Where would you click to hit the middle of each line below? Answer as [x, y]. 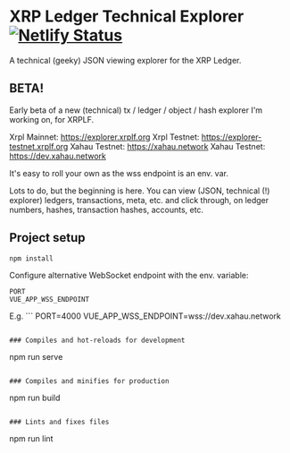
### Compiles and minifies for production [89, 381]
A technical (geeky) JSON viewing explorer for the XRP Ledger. [125, 60]
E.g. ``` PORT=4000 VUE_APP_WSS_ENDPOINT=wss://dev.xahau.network [145, 316]
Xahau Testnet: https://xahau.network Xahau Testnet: [168, 146]
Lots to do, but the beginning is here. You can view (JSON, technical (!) [140, 191]
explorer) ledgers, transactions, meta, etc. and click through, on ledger [139, 200]
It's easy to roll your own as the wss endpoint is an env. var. [119, 173]
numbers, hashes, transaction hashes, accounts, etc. [106, 209]
